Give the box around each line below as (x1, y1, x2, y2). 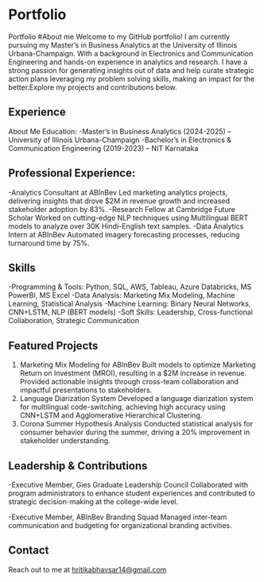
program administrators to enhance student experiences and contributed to (8, 488, 256, 498)
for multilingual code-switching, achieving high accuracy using (19, 403, 226, 412)
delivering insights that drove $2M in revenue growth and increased (8, 196, 231, 206)
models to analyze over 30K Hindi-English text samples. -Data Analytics (8, 221, 244, 231)
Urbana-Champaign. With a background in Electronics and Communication (8, 48, 254, 58)
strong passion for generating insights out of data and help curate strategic (8, 65, 254, 75)
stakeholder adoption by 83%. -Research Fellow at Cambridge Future (8, 204, 236, 214)
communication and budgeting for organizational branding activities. (8, 521, 232, 530)
